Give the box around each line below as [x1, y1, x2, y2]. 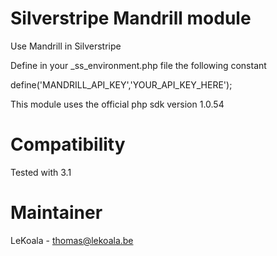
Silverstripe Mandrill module [10, 7, 252, 30]
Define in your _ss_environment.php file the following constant [10, 59, 267, 71]
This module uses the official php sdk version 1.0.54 [10, 98, 225, 110]
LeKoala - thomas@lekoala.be [10, 234, 134, 246]
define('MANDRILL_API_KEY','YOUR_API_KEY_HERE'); [10, 78, 233, 91]
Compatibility [10, 133, 126, 156]
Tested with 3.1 [10, 166, 72, 178]
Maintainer [10, 202, 103, 224]
